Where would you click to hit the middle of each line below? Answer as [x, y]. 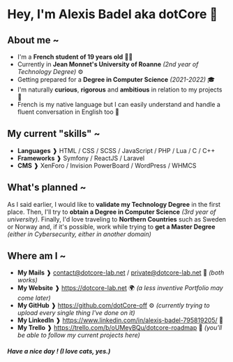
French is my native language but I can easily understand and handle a [119, 104]
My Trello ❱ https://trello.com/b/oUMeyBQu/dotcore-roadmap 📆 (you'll [120, 328]
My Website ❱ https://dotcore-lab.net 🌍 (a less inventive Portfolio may [120, 288]
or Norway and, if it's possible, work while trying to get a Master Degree [111, 226]
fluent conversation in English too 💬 [68, 112]
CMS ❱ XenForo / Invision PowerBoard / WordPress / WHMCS [107, 165]
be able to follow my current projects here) [79, 335]
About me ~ [33, 40]
